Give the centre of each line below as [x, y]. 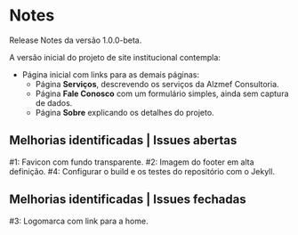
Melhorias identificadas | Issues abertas [123, 140]
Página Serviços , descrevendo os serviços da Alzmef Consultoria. [157, 84]
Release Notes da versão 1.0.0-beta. [76, 40]
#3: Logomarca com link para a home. [79, 221]
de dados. [54, 102]
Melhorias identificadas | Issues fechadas [128, 200]
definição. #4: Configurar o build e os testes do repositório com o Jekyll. [142, 171]
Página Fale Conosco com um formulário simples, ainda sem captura [162, 93]
